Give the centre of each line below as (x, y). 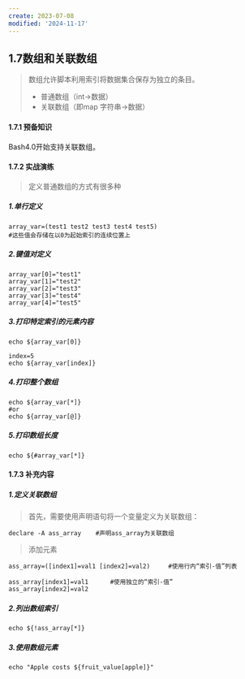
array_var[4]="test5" (45, 303)
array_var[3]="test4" (45, 296)
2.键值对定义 (30, 254)
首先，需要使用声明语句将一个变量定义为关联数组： (114, 517)
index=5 (21, 356)
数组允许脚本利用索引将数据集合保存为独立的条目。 (114, 80)
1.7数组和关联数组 (53, 58)
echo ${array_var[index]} (52, 363)
